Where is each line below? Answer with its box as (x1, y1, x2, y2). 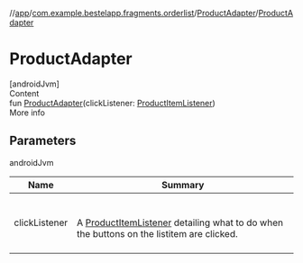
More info (9, 107, 46, 118)
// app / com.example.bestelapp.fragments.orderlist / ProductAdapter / (9, 8, 259, 18)
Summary (161, 178, 205, 191)
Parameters (9, 133, 77, 149)
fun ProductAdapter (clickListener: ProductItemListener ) (9, 97, 216, 108)
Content (9, 87, 40, 98)
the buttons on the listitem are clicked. (76, 227, 238, 240)
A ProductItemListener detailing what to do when (76, 216, 284, 229)
